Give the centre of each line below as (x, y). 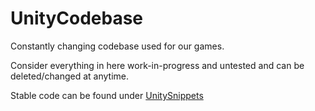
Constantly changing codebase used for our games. (117, 46)
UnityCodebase (76, 18)
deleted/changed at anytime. (69, 76)
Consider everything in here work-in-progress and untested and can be (157, 65)
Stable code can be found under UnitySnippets (107, 95)
